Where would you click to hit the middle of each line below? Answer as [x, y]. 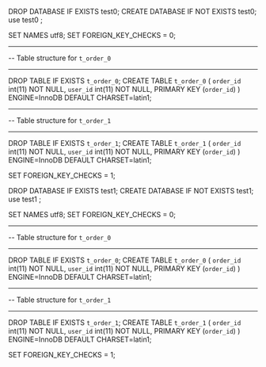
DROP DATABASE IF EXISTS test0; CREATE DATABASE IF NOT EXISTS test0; [133, 11]
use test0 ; [26, 20]
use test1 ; [25, 199]
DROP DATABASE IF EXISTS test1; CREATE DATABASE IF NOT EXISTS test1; [131, 191]
